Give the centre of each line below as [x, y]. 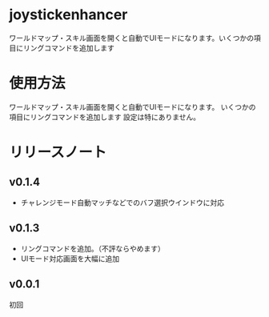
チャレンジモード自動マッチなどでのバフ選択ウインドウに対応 [122, 203]
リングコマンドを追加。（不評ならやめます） [92, 248]
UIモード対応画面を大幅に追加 [70, 259]
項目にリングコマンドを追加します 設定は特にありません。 [105, 117]
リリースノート [58, 152]
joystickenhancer [68, 15]
